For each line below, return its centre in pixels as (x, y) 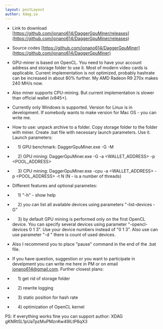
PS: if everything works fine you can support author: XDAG (64, 316)
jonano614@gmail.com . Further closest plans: (58, 269)
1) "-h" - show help (37, 195)
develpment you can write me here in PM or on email (65, 264)
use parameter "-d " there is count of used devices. (64, 234)
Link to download (29, 28)
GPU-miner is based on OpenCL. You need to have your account (77, 62)
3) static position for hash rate (48, 297)
